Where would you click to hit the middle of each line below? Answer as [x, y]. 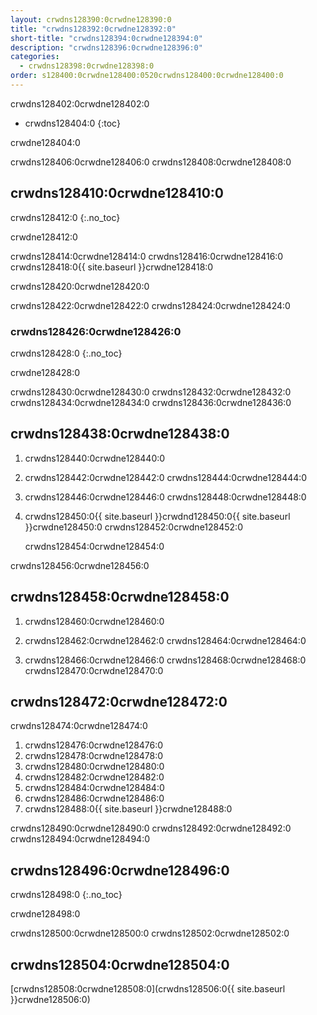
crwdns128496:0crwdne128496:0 [120, 870]
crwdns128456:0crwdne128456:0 [80, 565]
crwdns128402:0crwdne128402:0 [80, 103]
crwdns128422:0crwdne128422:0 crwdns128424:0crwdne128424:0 [150, 305]
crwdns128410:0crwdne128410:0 [117, 193]
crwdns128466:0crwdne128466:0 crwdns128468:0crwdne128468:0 [165, 660]
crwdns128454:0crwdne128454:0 [94, 546]
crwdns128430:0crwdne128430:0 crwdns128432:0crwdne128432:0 [151, 392]
